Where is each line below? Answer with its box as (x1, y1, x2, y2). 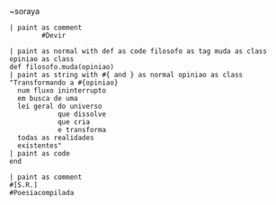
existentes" (17, 141, 63, 150)
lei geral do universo (17, 102, 102, 111)
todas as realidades (17, 133, 94, 142)
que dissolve (57, 110, 106, 119)
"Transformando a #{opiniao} (9, 78, 119, 87)
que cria (57, 118, 91, 127)
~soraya (9, 6, 40, 16)
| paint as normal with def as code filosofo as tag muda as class (9, 47, 268, 56)
